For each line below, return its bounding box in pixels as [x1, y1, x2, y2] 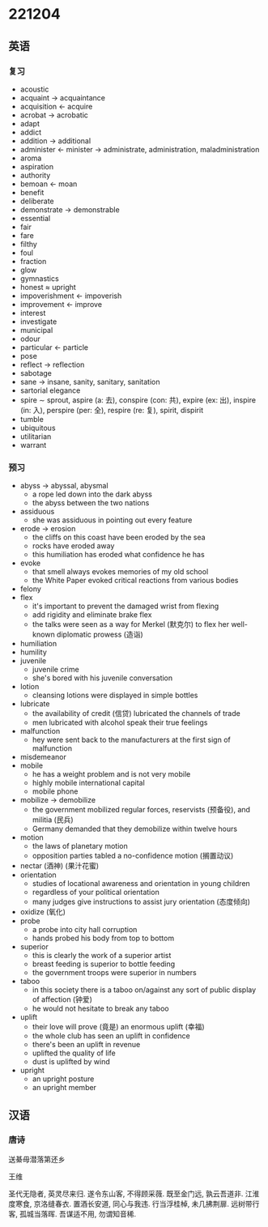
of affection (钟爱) [32, 995, 93, 1004]
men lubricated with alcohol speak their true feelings [32, 718, 208, 727]
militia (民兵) [32, 815, 74, 824]
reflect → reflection [19, 360, 85, 369]
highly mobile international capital [32, 778, 146, 788]
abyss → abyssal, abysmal [19, 481, 108, 491]
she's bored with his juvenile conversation [32, 673, 173, 683]
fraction [19, 256, 47, 266]
